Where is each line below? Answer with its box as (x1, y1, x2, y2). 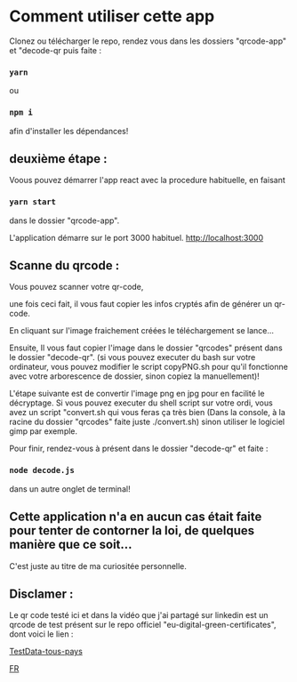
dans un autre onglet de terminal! (9, 483, 131, 494)
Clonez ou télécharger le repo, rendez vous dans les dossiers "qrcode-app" (9, 36, 287, 46)
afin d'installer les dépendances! (9, 125, 129, 136)
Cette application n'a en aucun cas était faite (9, 509, 262, 525)
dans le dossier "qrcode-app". (9, 215, 120, 226)
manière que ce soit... (9, 537, 132, 552)
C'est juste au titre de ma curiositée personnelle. (9, 560, 187, 571)
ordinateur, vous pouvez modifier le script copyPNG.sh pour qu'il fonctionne (9, 362, 289, 373)
